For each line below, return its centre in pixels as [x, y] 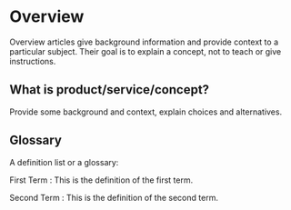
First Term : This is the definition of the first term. [101, 180]
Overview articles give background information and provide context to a [144, 42]
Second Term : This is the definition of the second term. [114, 197]
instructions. [33, 61]
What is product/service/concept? [110, 90]
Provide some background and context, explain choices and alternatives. [146, 112]
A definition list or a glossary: [64, 162]
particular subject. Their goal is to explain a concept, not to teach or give [145, 51]
